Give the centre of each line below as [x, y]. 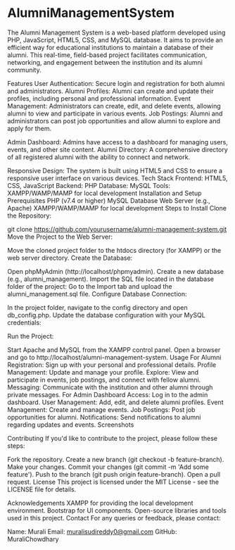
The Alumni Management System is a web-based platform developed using [116, 32]
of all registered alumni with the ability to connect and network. [99, 157]
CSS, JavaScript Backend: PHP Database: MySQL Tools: [89, 185]
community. [24, 70]
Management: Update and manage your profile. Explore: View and [103, 372]
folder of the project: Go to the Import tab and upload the [90, 286]
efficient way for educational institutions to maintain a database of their [110, 47]
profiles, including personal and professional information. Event [99, 98]
